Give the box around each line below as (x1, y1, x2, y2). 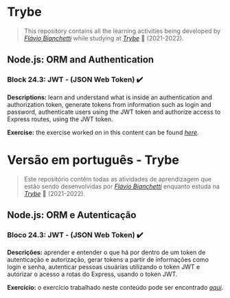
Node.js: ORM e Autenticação (7, 209, 137, 221)
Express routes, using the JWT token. (7, 114, 113, 123)
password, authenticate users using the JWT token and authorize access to (7, 108, 221, 116)
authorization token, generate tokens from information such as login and (7, 100, 211, 108)
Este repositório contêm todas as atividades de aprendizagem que (23, 175, 211, 183)
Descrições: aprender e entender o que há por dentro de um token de (7, 248, 206, 257)
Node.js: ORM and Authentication (7, 54, 154, 66)
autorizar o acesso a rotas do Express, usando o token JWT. (7, 270, 178, 278)
